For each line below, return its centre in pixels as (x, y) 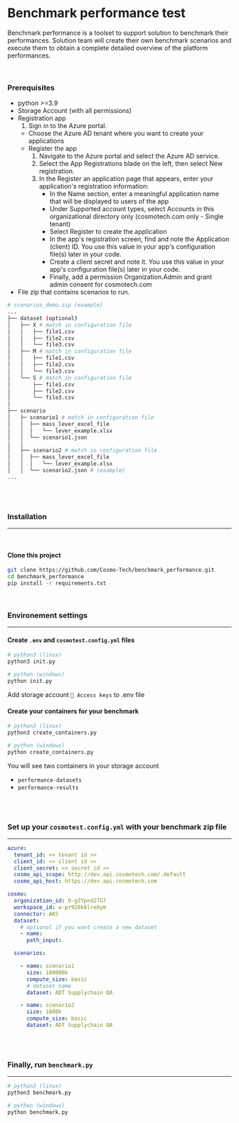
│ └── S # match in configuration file (70, 378)
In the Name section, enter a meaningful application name (134, 194)
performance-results (48, 787)
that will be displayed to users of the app (109, 201)
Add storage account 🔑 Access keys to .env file (76, 694)
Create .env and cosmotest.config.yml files (71, 640)
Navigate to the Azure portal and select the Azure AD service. (129, 156)
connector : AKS (36, 914)
